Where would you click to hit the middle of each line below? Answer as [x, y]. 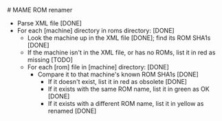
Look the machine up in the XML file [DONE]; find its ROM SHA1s [119, 38]
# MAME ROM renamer [40, 10]
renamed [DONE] [72, 111]
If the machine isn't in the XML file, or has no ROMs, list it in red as [121, 52]
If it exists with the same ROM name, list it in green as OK [129, 89]
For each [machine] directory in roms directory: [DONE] [96, 31]
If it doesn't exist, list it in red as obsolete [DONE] [118, 81]
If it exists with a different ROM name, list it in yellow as [126, 103]
